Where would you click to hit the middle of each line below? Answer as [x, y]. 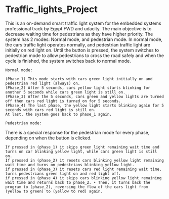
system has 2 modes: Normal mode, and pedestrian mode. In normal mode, [84, 39]
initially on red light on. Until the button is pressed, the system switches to [82, 50]
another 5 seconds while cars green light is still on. [65, 92]
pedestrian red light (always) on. [43, 83]
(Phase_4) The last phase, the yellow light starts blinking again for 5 [85, 105]
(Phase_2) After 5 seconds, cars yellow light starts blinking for [78, 88]
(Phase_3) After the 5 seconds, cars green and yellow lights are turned [85, 96]
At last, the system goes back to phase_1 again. [59, 114]
